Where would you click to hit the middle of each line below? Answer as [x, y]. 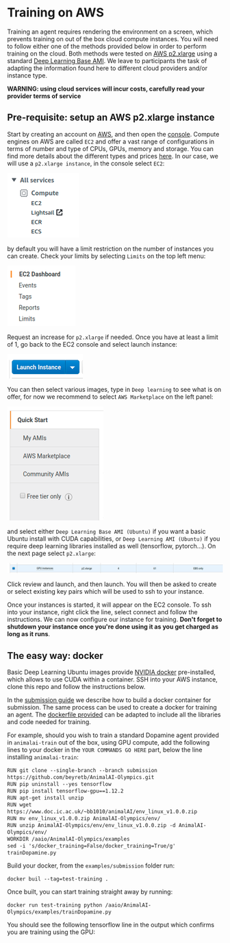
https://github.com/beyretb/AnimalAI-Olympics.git [81, 778]
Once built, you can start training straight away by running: [90, 892]
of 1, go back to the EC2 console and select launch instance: [92, 344]
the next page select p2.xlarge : [51, 553]
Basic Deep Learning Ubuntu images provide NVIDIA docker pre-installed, [111, 672]
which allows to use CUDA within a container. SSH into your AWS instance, [112, 679]
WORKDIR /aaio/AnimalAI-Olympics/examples [68, 839]
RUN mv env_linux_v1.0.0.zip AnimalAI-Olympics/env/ [84, 819]
